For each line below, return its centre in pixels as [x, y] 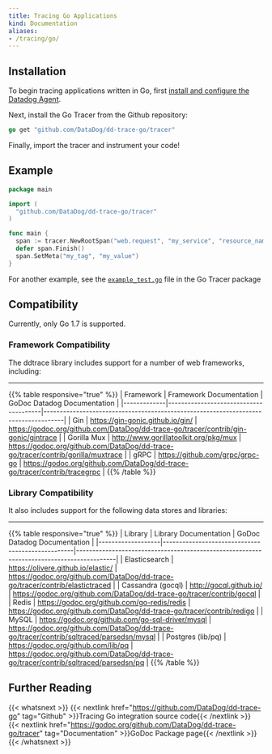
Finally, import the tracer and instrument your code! [94, 145]
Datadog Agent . [35, 100]
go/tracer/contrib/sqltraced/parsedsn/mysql [82, 637]
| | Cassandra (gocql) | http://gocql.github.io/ [188, 585]
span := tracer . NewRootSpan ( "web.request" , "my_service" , [116, 241]
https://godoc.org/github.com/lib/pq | [71, 646]
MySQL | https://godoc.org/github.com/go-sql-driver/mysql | [110, 620]
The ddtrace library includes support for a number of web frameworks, [126, 362]
